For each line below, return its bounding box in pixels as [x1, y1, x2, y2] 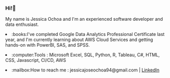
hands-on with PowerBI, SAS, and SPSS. [5, 42, 90, 48]
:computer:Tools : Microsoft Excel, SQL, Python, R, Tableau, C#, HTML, [12, 52, 160, 58]
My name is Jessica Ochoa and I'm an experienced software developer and [5, 16, 163, 22]
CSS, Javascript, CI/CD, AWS [5, 57, 66, 63]
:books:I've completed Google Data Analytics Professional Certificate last [12, 31, 165, 37]
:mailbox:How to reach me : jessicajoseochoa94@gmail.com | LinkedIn [12, 67, 160, 73]
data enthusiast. [5, 21, 39, 27]
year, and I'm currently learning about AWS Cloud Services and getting [5, 36, 153, 43]
